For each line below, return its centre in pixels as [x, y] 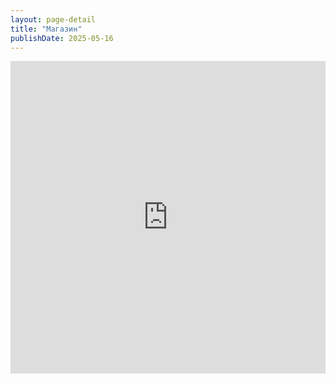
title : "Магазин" [46, 29]
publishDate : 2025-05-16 [62, 38]
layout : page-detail [53, 19]
